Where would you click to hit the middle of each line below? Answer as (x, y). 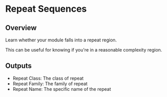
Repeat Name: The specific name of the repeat (62, 89)
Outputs (19, 66)
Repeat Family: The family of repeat (50, 83)
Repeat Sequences (46, 9)
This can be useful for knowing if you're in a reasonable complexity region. (84, 50)
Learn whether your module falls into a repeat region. (61, 40)
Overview (21, 28)
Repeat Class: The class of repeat (48, 78)
